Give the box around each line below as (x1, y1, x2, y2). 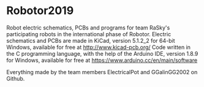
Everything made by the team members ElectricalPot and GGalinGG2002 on (6, 68, 198, 75)
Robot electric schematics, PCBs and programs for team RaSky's (6, 24, 170, 31)
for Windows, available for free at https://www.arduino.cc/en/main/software (6, 56, 198, 64)
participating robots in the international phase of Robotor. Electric (6, 30, 172, 37)
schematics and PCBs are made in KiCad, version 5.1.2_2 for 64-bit (6, 37, 175, 44)
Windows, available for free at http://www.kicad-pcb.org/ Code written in (6, 43, 191, 51)
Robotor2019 (6, 4, 74, 18)
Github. (6, 75, 25, 82)
